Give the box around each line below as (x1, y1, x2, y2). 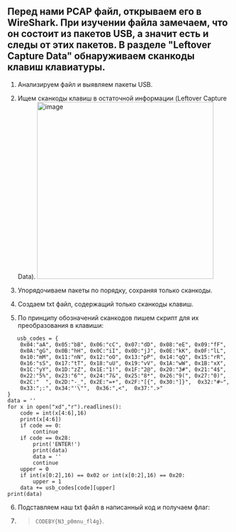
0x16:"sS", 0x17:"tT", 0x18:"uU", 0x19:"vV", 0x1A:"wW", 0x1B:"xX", (20, 359, 227, 367)
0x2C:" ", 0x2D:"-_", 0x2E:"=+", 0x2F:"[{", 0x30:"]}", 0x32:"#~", (20, 378, 230, 385)
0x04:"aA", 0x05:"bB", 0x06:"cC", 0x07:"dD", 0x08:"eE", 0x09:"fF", (20, 341, 227, 348)
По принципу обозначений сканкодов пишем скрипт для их (17, 313, 199, 322)
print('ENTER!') (33, 440, 81, 447)
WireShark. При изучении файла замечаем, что (7, 17, 228, 29)
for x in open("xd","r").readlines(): (7, 403, 122, 410)
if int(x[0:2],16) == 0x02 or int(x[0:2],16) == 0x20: (20, 472, 186, 479)
